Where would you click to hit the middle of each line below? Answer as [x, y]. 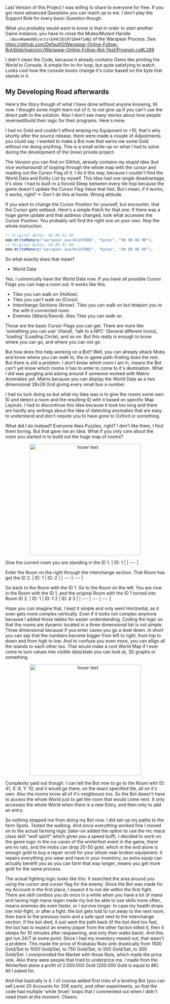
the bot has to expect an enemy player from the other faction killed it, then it [85, 928]
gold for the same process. [33, 869]
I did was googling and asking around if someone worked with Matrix [77, 374]
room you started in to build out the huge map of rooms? [64, 437]
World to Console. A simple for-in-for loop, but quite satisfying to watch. [81, 65]
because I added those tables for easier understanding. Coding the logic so [84, 620]
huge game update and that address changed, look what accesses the [79, 215]
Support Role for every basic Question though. [54, 18]
